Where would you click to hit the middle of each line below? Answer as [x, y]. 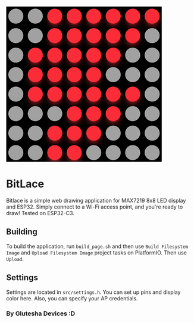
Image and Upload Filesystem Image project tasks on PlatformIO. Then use [97, 252]
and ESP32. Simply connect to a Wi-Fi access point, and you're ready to [95, 207]
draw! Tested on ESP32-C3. [40, 213]
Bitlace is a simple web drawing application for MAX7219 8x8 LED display [96, 200]
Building [22, 232]
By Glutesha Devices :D [41, 313]
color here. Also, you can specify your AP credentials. [72, 298]
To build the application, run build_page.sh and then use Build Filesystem [97, 246]
